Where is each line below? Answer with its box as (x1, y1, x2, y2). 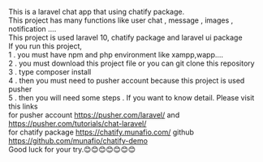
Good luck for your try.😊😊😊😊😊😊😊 (8, 145, 136, 154)
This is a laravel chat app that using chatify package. (8, 7, 185, 16)
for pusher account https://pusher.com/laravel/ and (8, 110, 180, 120)
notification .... (8, 24, 57, 33)
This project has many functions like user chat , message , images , (8, 15, 234, 25)
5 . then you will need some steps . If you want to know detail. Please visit (8, 93, 255, 102)
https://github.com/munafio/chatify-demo (8, 136, 149, 145)
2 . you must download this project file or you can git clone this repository (8, 58, 255, 68)
